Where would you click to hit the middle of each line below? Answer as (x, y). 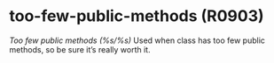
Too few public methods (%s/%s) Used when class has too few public (137, 40)
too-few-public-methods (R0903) (137, 16)
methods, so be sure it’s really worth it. (80, 49)
